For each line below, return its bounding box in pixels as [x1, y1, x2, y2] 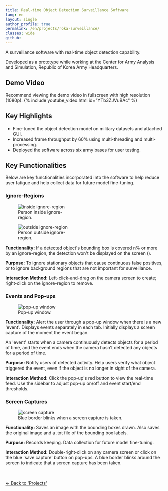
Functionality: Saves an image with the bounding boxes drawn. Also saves [5, 425, 160, 431]
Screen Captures [5, 398, 48, 405]
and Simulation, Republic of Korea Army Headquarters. [5, 64, 119, 70]
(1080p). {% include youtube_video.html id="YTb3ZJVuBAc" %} [5, 97, 138, 103]
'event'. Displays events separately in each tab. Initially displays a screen [5, 324, 155, 330]
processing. [12, 141, 38, 147]
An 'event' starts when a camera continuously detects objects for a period [5, 339, 158, 345]
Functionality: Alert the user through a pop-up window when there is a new [5, 319, 162, 325]
